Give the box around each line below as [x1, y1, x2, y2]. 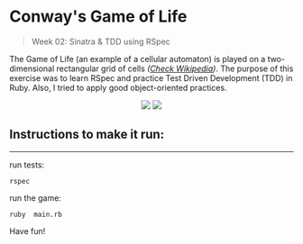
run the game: [9, 192, 61, 203]
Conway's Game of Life [9, 6, 188, 27]
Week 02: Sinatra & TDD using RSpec [31, 36, 171, 47]
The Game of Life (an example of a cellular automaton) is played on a [9, 53, 266, 64]
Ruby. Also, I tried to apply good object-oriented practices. [9, 82, 227, 93]
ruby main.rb [9, 210, 63, 219]
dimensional [9, 63, 55, 74]
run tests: [9, 159, 45, 170]
